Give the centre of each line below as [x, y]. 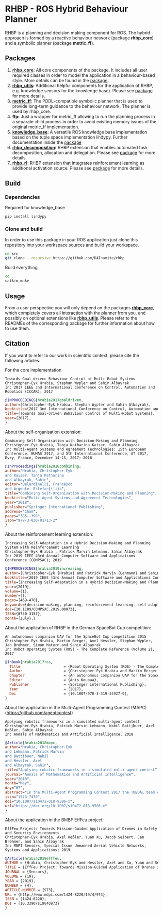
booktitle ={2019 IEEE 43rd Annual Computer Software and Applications [78, 577]
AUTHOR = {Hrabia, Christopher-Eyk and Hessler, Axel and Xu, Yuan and [79, 863]
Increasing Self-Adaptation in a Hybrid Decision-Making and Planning [78, 543]
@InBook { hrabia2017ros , [29, 662]
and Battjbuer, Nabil [27, 756]
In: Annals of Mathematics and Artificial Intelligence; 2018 [69, 734]
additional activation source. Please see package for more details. [78, 168]
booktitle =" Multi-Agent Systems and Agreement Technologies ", [69, 498]
